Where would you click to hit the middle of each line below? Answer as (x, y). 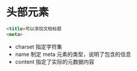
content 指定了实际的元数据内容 (55, 61)
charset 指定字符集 (38, 46)
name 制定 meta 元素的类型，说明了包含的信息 (73, 54)
